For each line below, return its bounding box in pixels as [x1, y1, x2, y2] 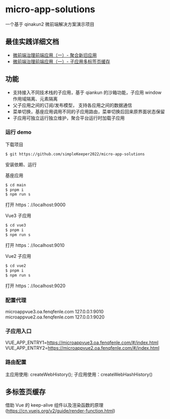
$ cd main [5, 182, 27, 187]
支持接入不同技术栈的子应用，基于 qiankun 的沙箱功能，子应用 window [12, 89, 162, 95]
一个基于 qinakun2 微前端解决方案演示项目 [5, 21, 94, 27]
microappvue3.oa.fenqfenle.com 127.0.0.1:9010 [5, 308, 104, 314]
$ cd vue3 [5, 223, 27, 228]
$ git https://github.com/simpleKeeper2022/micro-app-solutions [5, 152, 145, 157]
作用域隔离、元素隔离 [12, 95, 58, 102]
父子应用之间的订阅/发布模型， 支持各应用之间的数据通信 [12, 102, 132, 108]
